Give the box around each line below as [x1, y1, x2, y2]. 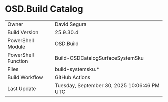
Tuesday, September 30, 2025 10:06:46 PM [54, 82, 160, 89]
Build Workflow [7, 74, 43, 81]
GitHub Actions [54, 74, 91, 81]
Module [7, 43, 26, 50]
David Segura [54, 21, 87, 28]
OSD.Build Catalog [5, 3, 83, 15]
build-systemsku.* [54, 66, 100, 73]
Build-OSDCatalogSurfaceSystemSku [54, 54, 144, 61]
